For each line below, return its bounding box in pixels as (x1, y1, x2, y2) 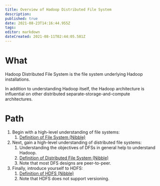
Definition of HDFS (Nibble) (19, 170, 74, 176)
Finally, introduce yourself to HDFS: (12, 165, 83, 171)
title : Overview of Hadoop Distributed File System (5, 7, 112, 12)
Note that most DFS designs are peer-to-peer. (19, 160, 112, 166)
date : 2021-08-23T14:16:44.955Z (5, 20, 70, 26)
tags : (5, 25, 16, 30)
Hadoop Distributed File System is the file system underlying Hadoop (5, 71, 143, 77)
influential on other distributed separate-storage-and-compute (5, 91, 130, 97)
